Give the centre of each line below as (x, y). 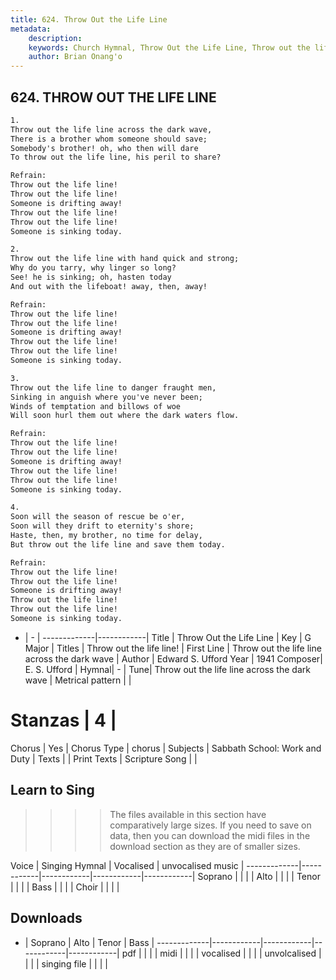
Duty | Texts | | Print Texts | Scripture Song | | (104, 758)
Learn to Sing (52, 790)
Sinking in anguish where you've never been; (106, 397)
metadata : (31, 29)
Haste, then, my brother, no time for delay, (106, 536)
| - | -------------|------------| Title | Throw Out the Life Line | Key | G (168, 637)
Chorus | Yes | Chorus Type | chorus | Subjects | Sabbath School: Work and (166, 748)
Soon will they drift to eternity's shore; (102, 526)
